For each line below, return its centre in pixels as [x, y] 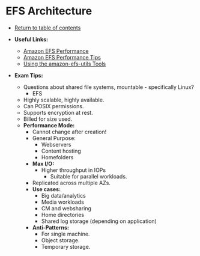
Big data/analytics [64, 195]
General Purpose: [54, 138]
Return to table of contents [47, 28]
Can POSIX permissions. [53, 106]
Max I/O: [43, 163]
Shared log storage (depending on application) [99, 221]
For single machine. [65, 234]
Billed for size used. [48, 119]
